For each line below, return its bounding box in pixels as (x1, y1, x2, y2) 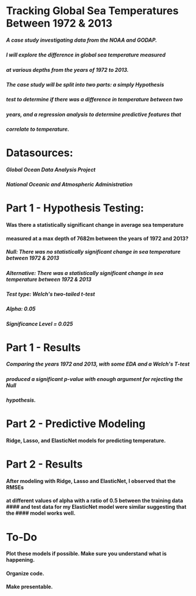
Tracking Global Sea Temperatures (6, 4, 179, 18)
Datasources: (6, 146, 73, 160)
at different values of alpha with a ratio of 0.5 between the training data (6, 497, 184, 504)
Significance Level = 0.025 (6, 320, 73, 327)
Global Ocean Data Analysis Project (6, 166, 96, 173)
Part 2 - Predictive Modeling (6, 417, 146, 431)
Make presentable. (6, 583, 53, 590)
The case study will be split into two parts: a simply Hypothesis (6, 81, 164, 88)
